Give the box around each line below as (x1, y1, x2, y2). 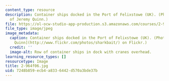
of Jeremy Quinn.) (10, 17, 49, 22)
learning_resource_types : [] (5, 54, 66, 59)
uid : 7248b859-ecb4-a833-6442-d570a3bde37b (5, 68, 98, 73)
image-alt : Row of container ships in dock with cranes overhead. (10, 49, 152, 54)
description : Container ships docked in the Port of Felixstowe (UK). (5, 12, 156, 17)
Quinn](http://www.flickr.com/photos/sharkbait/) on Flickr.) (14, 40, 147, 45)
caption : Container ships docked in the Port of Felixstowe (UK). (10, 36, 152, 41)
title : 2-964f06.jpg (5, 63, 49, 68)
